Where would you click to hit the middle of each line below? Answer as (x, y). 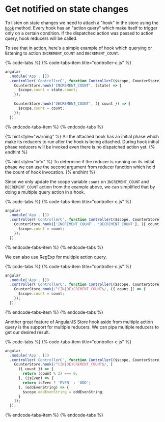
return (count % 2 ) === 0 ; (50, 374)
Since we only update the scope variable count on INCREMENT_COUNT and (77, 181)
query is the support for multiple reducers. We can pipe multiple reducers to (82, 327)
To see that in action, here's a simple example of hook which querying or (79, 48)
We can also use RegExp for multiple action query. (56, 257)
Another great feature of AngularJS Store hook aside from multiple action (79, 322)
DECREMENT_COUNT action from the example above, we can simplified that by (80, 187)
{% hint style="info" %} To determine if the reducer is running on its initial (80, 161)
